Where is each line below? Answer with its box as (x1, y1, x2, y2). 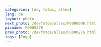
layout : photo (5, 16, 35, 21)
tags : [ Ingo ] (5, 35, 32, 40)
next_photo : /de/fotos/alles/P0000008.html (5, 21, 97, 26)
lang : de (5, 12, 23, 17)
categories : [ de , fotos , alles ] (5, 7, 72, 12)
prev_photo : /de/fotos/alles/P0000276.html (5, 30, 97, 35)
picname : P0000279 (5, 25, 43, 30)
